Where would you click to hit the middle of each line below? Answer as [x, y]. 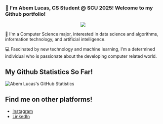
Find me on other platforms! [49, 99]
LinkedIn [21, 116]
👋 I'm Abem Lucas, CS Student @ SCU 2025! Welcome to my [79, 8]
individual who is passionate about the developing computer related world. [81, 56]
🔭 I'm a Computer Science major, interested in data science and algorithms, [82, 34]
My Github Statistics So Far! [49, 72]
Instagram [22, 111]
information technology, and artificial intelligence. [55, 40]
